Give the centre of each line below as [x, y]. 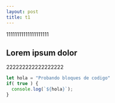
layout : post [22, 12]
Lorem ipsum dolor [42, 53]
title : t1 [18, 17]
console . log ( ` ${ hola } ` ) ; [42, 89]
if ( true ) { [22, 84]
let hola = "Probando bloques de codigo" [58, 78]
